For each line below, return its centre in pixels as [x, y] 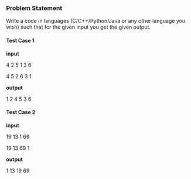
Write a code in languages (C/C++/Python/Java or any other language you [96, 21]
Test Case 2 [21, 112]
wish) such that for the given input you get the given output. [79, 27]
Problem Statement [34, 8]
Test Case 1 [20, 40]
